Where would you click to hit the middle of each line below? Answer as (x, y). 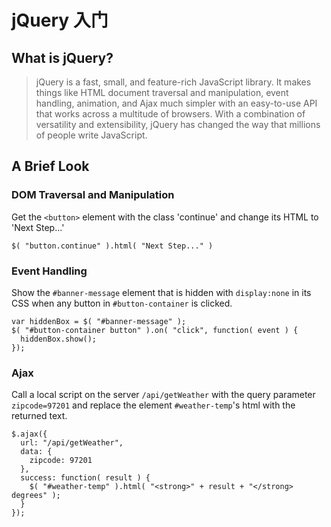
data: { (36, 452)
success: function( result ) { (85, 478)
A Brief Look (50, 166)
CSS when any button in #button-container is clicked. (122, 303)
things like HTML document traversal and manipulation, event (162, 92)
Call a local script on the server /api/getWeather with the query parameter (163, 395)
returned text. (39, 416)
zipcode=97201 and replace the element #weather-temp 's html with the (153, 405)
